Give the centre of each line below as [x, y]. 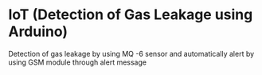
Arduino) [38, 32]
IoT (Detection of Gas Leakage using [131, 15]
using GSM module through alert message [78, 62]
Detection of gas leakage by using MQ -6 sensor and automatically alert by [131, 53]
